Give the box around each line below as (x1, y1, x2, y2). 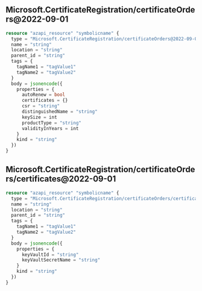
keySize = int (21, 114, 58, 120)
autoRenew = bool (21, 92, 66, 98)
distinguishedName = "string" (21, 108, 98, 115)
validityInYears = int (21, 125, 79, 131)
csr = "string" (21, 103, 60, 109)
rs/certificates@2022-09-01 (5, 174, 116, 184)
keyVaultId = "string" (21, 251, 79, 258)
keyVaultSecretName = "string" (21, 257, 101, 263)
